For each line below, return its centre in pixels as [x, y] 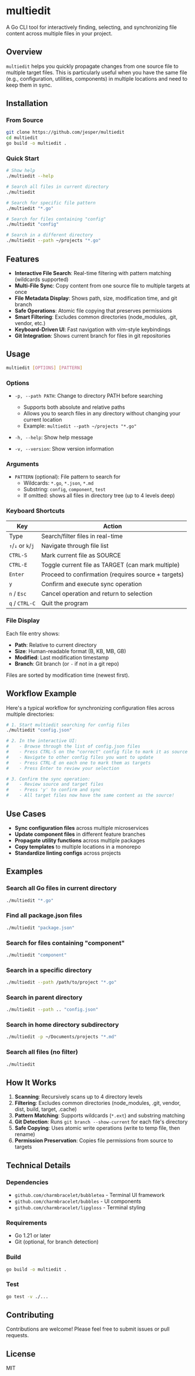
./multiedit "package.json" [41, 928]
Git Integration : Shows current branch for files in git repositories [93, 335]
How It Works [31, 1082]
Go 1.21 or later [33, 1236]
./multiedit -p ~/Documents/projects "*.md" [61, 1037]
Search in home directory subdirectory [63, 1025]
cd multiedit [22, 138]
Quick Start [23, 158]
